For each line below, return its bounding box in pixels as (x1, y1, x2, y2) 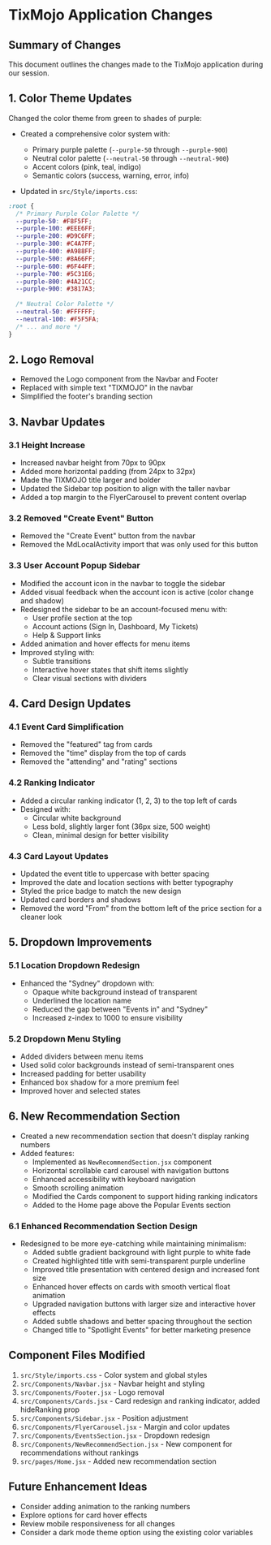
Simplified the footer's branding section (19, 391, 153, 401)
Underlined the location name (32, 995, 132, 1005)
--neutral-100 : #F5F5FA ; (15, 315, 100, 323)
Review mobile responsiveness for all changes (19, 1518, 176, 1528)
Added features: (19, 1148, 75, 1158)
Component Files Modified (8, 1349, 146, 1362)
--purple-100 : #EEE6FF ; (15, 225, 96, 233)
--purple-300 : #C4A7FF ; (15, 240, 96, 248)
